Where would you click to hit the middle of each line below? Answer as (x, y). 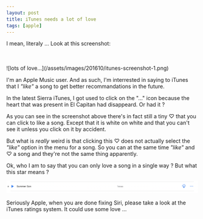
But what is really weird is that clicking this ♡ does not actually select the (98, 141)
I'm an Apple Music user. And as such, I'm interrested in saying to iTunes (97, 80)
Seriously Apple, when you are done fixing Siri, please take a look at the (96, 203)
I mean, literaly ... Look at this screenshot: (59, 44)
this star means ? (28, 172)
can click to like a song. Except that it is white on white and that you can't (98, 123)
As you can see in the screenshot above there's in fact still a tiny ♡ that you (101, 116)
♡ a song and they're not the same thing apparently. (72, 154)
